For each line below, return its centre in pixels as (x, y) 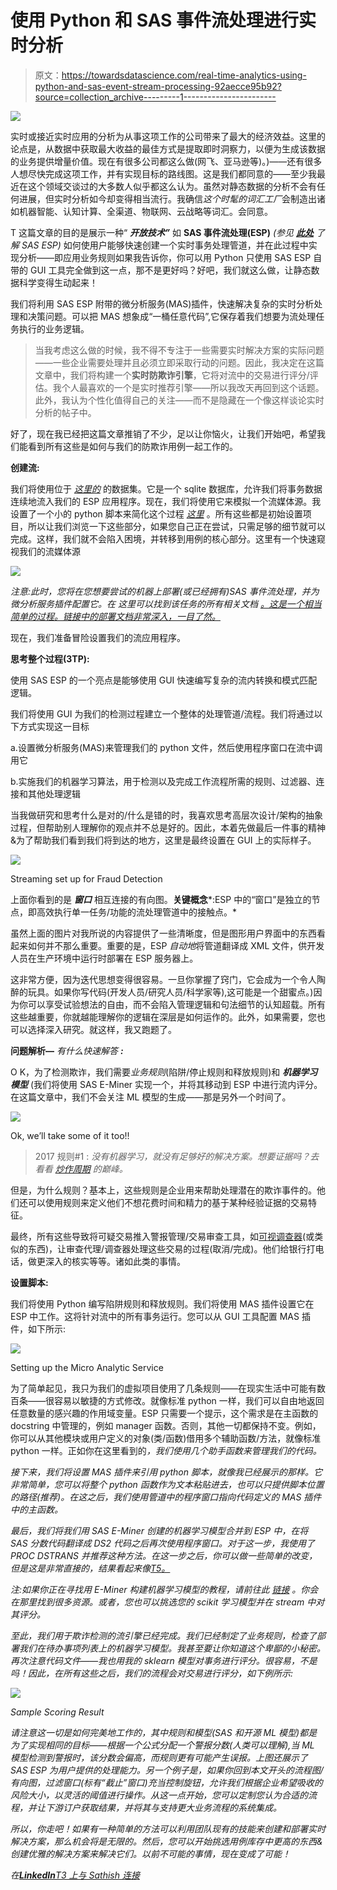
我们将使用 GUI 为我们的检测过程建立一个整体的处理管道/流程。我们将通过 (162, 713)
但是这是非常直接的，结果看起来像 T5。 (90, 1568)
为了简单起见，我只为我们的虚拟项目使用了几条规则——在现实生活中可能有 (163, 1388)
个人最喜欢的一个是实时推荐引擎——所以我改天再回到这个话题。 (193, 387)
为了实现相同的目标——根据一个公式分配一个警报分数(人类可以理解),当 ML (162, 1745)
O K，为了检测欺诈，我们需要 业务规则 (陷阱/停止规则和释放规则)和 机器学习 (164, 1072)
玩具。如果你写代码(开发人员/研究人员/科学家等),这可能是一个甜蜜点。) (170, 992)
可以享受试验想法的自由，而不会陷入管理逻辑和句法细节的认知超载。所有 (176, 1004)
